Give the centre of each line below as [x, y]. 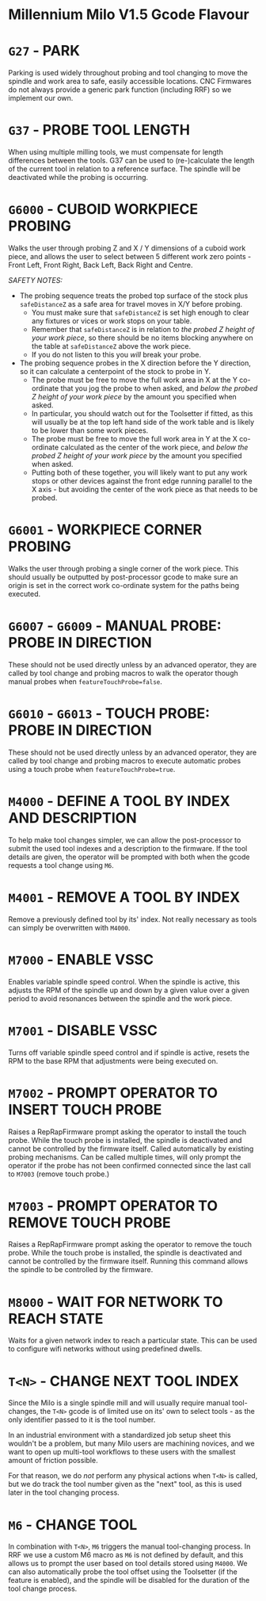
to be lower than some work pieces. [90, 430]
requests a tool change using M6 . [61, 865]
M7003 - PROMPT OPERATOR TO [113, 1206]
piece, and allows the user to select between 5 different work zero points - [130, 256]
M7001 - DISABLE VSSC [83, 1030]
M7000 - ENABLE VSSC [81, 959]
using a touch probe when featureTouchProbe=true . [92, 769]
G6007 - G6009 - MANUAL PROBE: [115, 626]
